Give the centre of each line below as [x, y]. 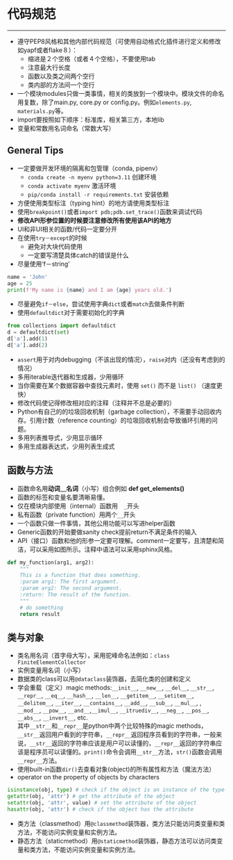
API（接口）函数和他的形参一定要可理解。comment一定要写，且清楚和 [118, 540]
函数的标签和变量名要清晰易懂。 [63, 497]
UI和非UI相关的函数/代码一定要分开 [67, 229]
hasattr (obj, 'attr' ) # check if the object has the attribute [101, 809]
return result [40, 614]
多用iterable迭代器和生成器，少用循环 [71, 377]
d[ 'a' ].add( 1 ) [28, 339]
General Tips [35, 151]
